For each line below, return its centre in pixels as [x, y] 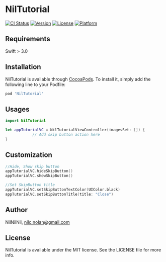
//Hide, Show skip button [32, 166]
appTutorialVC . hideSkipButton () [39, 171]
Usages [17, 109]
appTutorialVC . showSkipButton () [39, 176]
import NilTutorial [26, 121]
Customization [29, 155]
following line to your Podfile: [35, 84]
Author [16, 210]
